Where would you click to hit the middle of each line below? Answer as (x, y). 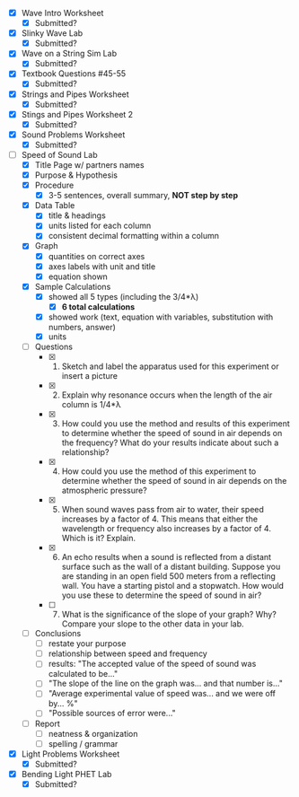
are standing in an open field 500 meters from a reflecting (168, 576)
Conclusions (58, 634)
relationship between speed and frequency (128, 653)
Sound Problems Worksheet (73, 135)
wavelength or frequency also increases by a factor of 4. (166, 529)
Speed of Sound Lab (59, 154)
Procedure (54, 185)
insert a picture (90, 376)
